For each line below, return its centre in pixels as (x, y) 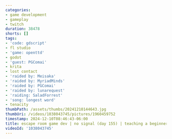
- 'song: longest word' (31, 100)
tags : (11, 39)
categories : (18, 10)
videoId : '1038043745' (29, 128)
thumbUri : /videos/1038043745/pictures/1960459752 (60, 114)
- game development (26, 15)
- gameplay (17, 19)
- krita (14, 67)
